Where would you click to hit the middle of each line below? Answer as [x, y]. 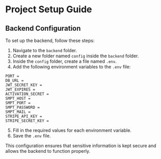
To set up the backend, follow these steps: [50, 40]
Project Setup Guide [49, 9]
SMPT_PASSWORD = [22, 107]
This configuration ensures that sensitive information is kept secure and [81, 146]
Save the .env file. [32, 136]
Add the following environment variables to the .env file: [72, 67]
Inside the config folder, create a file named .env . [65, 61]
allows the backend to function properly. [48, 151]
